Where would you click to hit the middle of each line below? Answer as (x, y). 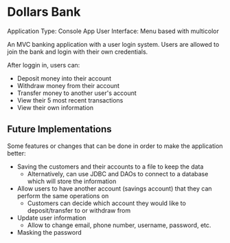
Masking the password (49, 232)
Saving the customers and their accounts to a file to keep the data (110, 167)
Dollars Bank (44, 12)
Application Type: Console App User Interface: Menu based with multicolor (113, 31)
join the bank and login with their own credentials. (78, 52)
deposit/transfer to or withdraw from (79, 210)
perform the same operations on (63, 196)
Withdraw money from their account (68, 85)
